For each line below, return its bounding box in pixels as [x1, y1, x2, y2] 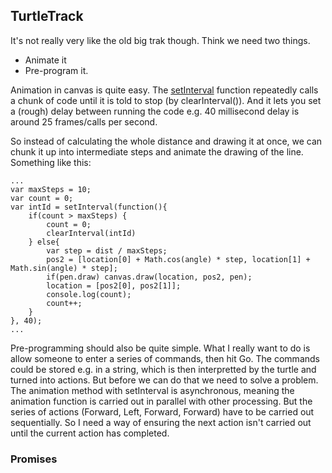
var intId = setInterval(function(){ [10, 202, 168, 212]
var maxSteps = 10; [10, 184, 92, 194]
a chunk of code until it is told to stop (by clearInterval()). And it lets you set [10, 94, 322, 106]
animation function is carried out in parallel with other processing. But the [10, 395, 313, 407]
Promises [10, 452, 58, 466]
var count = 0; [10, 193, 74, 203]
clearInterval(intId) [46, 228, 137, 238]
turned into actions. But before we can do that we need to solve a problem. [10, 374, 319, 386]
